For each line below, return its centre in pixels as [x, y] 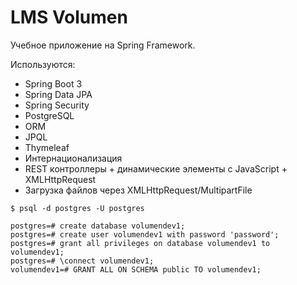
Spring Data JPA [58, 94]
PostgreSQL [49, 115]
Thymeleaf [47, 147]
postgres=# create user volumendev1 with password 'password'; [145, 234]
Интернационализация [73, 158]
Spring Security [57, 105]
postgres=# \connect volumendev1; [82, 261]
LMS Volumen [69, 17]
